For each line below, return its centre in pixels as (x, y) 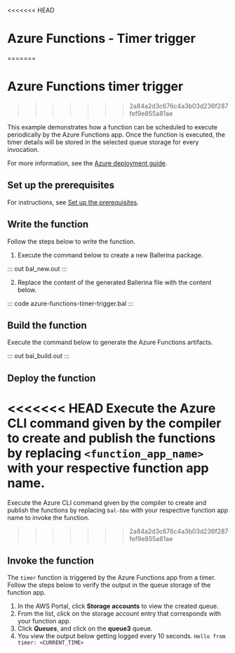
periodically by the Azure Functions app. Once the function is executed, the (116, 134)
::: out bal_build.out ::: (39, 356)
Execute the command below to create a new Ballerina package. (110, 255)
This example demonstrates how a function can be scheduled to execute (112, 127)
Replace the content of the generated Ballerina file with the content (114, 282)
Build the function (47, 325)
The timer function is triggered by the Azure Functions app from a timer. (112, 578)
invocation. (23, 149)
